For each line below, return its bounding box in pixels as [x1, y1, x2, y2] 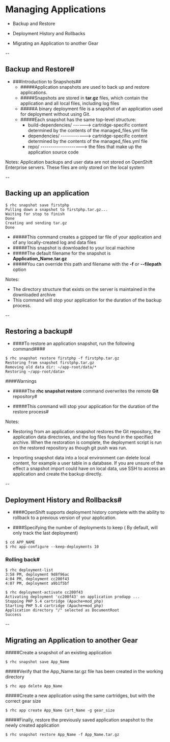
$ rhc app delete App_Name [5, 684, 63, 689]
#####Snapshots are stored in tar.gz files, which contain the [20, 94, 149, 101]
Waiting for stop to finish [5, 211, 65, 216]
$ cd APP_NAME [5, 540, 36, 545]
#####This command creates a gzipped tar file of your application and [12, 234, 162, 240]
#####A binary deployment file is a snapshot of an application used [20, 106, 163, 112]
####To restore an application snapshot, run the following [12, 340, 135, 347]
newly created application [5, 722, 60, 728]
